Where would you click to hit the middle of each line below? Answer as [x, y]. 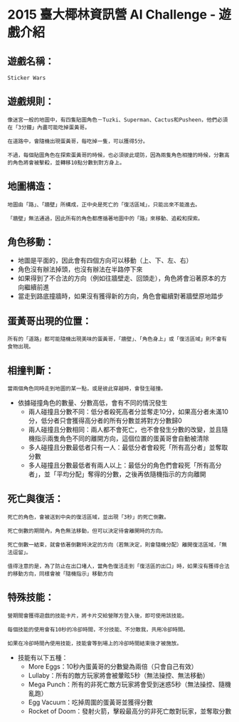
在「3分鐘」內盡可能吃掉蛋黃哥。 [49, 127]
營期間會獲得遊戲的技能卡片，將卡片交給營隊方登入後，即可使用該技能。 [97, 616]
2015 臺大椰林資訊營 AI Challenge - [112, 15]
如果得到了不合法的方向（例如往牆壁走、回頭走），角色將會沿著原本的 [119, 279]
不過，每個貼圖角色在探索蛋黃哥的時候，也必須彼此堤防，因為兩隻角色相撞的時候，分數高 [118, 155]
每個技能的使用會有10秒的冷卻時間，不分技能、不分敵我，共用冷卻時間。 [98, 629]
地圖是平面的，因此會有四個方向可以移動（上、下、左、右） [105, 261]
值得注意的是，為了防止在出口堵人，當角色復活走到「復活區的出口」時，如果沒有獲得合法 [118, 566]
